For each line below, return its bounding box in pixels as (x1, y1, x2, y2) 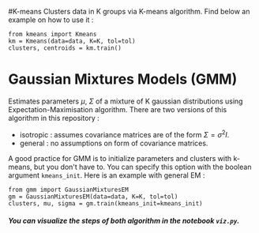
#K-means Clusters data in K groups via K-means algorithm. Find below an (8, 7, 250, 16)
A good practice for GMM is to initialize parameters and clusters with (8, 153, 232, 163)
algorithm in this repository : (8, 113, 100, 122)
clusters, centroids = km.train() (8, 44, 122, 52)
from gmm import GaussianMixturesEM (8, 186, 129, 194)
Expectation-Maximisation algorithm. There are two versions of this (8, 104, 227, 114)
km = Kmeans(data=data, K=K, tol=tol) (8, 37, 136, 45)
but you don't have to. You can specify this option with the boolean (34, 162, 252, 171)
